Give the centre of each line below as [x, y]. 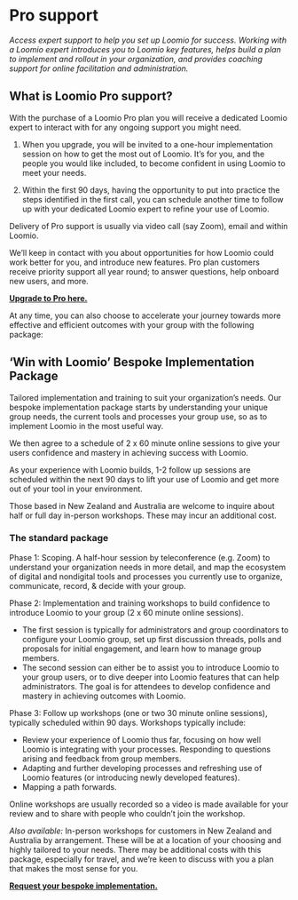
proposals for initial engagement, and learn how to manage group [141, 649]
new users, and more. [49, 281]
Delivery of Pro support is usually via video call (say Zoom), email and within [149, 226]
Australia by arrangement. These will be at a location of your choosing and [145, 840]
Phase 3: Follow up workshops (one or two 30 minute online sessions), [138, 713]
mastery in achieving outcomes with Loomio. [104, 696]
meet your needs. [54, 172]
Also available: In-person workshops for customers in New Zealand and [141, 831]
